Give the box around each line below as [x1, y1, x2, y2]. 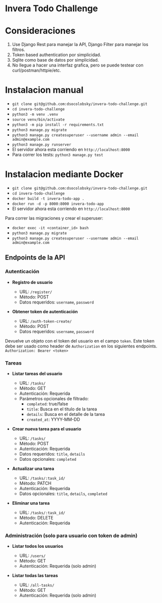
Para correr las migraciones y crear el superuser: [5, 215, 104, 221]
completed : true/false [26, 401, 68, 407]
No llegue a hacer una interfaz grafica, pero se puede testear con [12, 62, 144, 68]
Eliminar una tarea [12, 500, 50, 506]
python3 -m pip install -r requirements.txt [12, 123, 104, 128]
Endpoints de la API [5, 254, 65, 262]
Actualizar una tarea [12, 465, 54, 472]
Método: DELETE [19, 515, 54, 520]
